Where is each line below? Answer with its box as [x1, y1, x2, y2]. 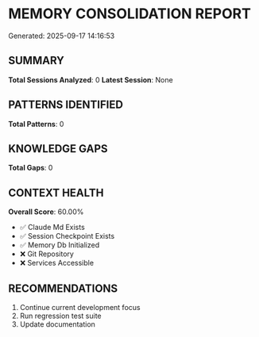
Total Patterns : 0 [8, 119, 64, 128]
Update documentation [19, 320, 95, 329]
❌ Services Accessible [19, 258, 94, 268]
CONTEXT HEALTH [8, 186, 104, 199]
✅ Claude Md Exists [19, 223, 85, 232]
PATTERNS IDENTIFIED [8, 98, 123, 112]
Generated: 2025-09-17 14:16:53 [8, 31, 115, 40]
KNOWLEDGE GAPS [8, 142, 108, 155]
